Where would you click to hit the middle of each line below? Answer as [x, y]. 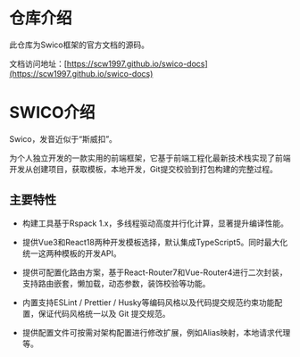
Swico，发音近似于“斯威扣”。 [63, 138]
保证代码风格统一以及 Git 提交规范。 [104, 313]
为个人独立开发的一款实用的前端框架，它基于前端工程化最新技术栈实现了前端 [150, 158]
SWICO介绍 [52, 113]
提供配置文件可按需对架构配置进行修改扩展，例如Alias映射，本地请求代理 [156, 332]
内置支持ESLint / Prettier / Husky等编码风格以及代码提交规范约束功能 [148, 302]
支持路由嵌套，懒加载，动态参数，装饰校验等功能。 [116, 283]
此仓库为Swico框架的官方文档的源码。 [79, 45]
